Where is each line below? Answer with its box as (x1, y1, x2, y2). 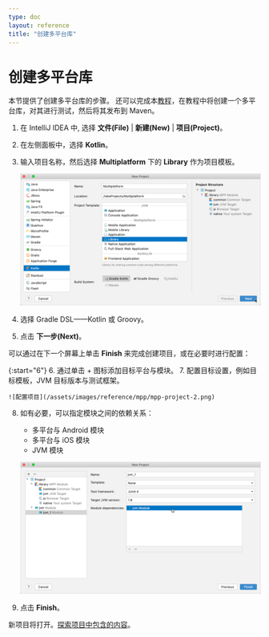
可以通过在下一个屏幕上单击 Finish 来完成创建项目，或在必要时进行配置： (8, 348, 251, 358)
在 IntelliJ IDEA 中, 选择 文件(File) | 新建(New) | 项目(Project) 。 (19, 123, 227, 132)
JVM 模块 (31, 445, 64, 455)
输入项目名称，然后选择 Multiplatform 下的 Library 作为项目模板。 (19, 157, 239, 167)
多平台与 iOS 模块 (31, 435, 90, 444)
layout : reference (8, 21, 70, 30)
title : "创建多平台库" (8, 30, 77, 38)
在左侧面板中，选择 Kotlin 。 (19, 140, 113, 150)
